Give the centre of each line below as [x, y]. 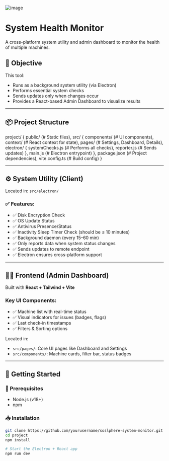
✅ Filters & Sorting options [40, 328]
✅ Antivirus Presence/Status [42, 226]
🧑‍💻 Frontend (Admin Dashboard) [57, 276]
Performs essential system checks [48, 90]
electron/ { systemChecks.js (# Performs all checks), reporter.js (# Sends [81, 147]
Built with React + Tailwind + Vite [40, 287]
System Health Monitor [55, 28]
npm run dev [18, 454]
